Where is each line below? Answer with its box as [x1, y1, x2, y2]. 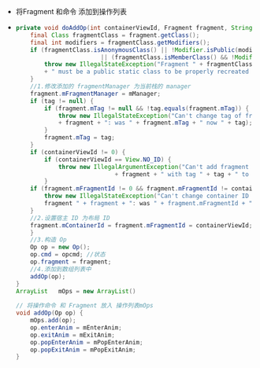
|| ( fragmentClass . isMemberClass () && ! [100, 53, 235, 61]
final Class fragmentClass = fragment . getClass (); [30, 31, 200, 39]
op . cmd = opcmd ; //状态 [30, 251, 106, 259]
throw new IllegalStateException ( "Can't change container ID [44, 192, 250, 201]
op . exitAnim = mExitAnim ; [30, 331, 116, 339]
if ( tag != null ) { [30, 97, 95, 105]
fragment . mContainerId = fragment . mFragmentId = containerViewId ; [30, 221, 253, 230]
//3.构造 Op [30, 236, 67, 244]
